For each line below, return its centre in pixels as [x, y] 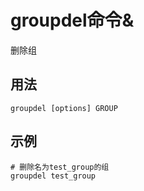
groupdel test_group [53, 176]
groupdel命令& [72, 20]
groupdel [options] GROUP [64, 108]
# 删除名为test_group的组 [60, 167]
